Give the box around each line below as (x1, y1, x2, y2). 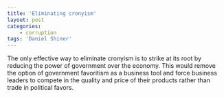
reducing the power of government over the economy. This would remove (7, 62, 216, 70)
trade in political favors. (7, 84, 74, 92)
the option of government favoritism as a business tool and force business (7, 69, 218, 77)
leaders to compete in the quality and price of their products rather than (7, 76, 211, 84)
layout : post (7, 16, 45, 23)
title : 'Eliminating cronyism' (7, 10, 97, 17)
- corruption (19, 29, 57, 36)
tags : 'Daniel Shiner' (7, 36, 72, 42)
